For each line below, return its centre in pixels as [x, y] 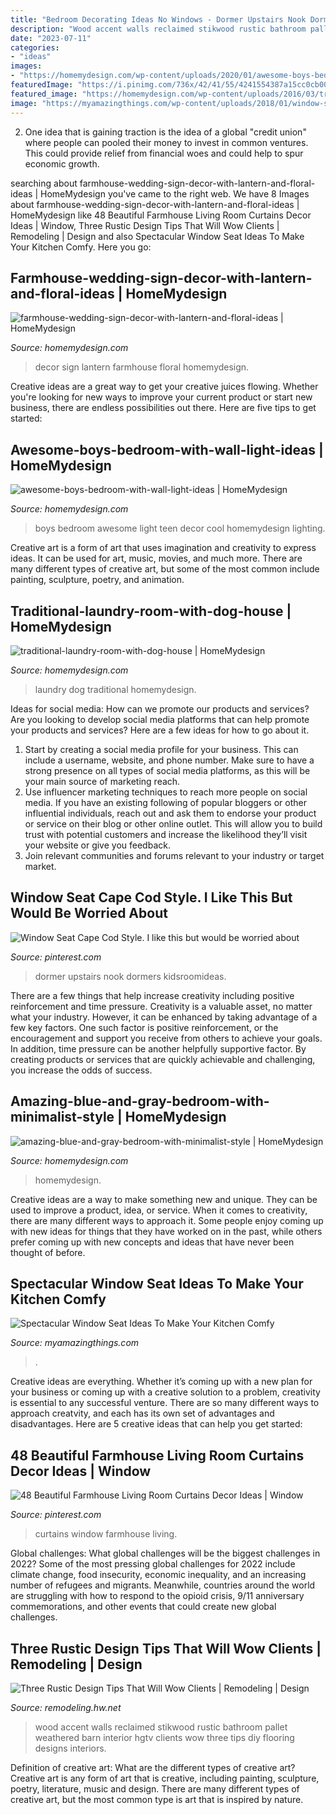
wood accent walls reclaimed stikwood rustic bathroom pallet [161, 1727]
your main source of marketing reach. [102, 781]
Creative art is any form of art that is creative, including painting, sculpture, [165, 1778]
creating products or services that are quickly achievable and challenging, [163, 1059]
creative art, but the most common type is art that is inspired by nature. [157, 1799]
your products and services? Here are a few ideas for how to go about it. [160, 730]
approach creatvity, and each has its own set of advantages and [142, 1413]
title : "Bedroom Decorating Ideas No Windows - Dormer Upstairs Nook [158, 19]
